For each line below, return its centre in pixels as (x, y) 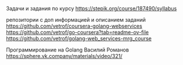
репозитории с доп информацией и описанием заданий (76, 20)
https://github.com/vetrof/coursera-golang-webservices (74, 26)
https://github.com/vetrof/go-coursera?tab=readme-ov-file (77, 32)
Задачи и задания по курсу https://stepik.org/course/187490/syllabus (91, 8)
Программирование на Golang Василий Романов (67, 50)
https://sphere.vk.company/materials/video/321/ (64, 56)
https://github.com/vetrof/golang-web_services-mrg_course (79, 38)
